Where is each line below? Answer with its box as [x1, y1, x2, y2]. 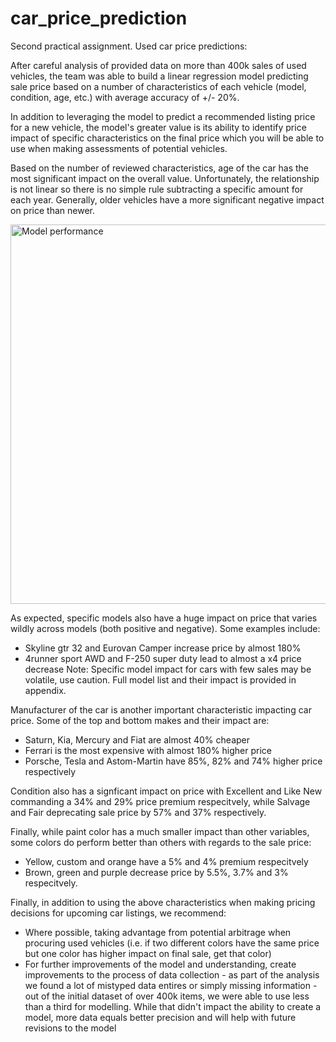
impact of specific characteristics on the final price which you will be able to [10, 132, 325, 144]
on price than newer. [10, 204, 95, 216]
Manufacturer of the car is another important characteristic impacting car [10, 703, 312, 716]
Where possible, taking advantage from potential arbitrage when [24, 926, 292, 938]
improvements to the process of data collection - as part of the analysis [24, 968, 320, 981]
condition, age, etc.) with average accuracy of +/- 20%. [10, 91, 240, 103]
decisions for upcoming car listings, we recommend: [10, 907, 227, 919]
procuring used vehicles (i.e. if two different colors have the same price [24, 937, 320, 949]
